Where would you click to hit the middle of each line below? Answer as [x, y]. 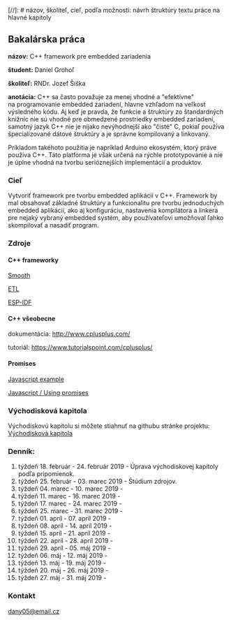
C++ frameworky [33, 260]
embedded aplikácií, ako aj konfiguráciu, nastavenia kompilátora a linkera [113, 210]
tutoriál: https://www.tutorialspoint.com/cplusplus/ [80, 348]
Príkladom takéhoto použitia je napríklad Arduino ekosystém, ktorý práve [112, 147]
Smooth [19, 276]
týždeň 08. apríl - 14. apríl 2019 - [65, 526]
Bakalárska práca [47, 39]
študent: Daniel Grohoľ [41, 70]
